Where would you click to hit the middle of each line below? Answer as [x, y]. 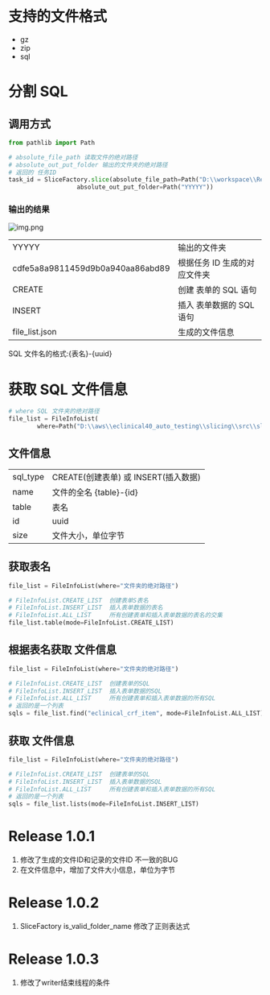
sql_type [29, 476]
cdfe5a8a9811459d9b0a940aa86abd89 [91, 268]
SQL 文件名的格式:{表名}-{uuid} [60, 354]
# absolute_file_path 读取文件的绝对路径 [73, 157]
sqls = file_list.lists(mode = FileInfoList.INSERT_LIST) [104, 804]
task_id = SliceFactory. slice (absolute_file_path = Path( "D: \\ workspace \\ [133, 180]
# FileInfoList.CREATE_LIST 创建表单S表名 [78, 600]
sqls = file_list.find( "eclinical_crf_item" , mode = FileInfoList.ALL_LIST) [136, 714]
